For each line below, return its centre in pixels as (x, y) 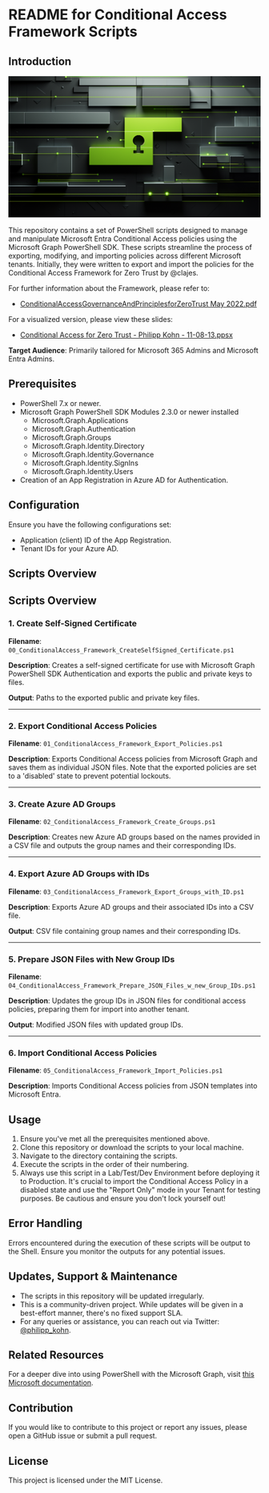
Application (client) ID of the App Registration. (96, 540)
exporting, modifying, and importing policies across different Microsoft (125, 256)
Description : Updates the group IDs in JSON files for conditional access (127, 1000)
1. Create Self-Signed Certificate (73, 624)
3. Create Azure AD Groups (62, 804)
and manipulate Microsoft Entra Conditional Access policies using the (123, 239)
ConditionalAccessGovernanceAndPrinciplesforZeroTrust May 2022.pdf (139, 304)
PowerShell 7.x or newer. (60, 403)
